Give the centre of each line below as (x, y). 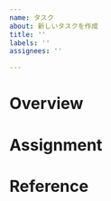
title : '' (28, 34)
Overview (46, 104)
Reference (49, 186)
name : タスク (32, 18)
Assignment (56, 145)
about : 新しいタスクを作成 (54, 26)
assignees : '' (36, 51)
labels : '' (30, 43)
